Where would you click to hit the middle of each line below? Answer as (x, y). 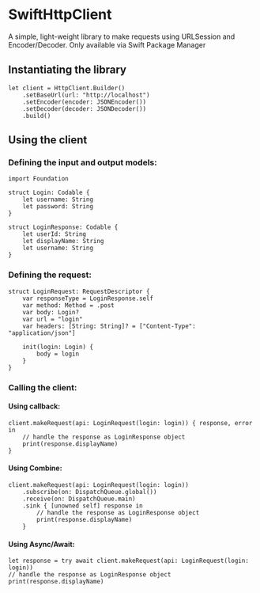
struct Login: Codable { (49, 193)
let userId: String (55, 234)
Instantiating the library (67, 70)
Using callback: (34, 406)
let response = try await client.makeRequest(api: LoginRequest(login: (128, 561)
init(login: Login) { (58, 347)
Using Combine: (35, 468)
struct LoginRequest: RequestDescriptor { (79, 291)
